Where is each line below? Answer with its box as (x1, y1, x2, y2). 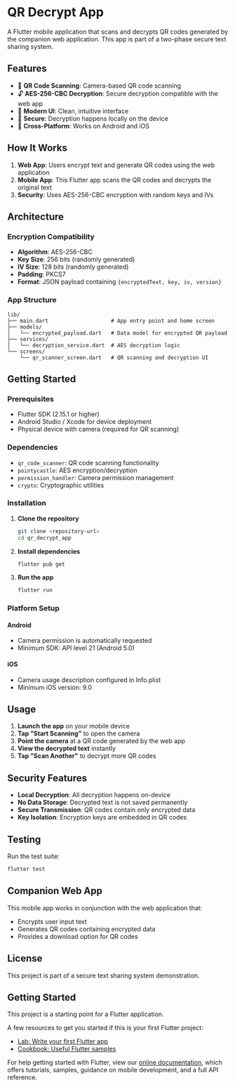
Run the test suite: (7, 852, 60, 860)
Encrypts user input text (17, 917, 88, 926)
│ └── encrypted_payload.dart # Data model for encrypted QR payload (7, 329, 228, 337)
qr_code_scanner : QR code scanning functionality (17, 458, 159, 467)
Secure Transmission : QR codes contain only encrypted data (17, 806, 196, 814)
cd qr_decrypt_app (17, 534, 72, 541)
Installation (7, 498, 47, 508)
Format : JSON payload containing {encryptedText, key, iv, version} (17, 278, 222, 286)
